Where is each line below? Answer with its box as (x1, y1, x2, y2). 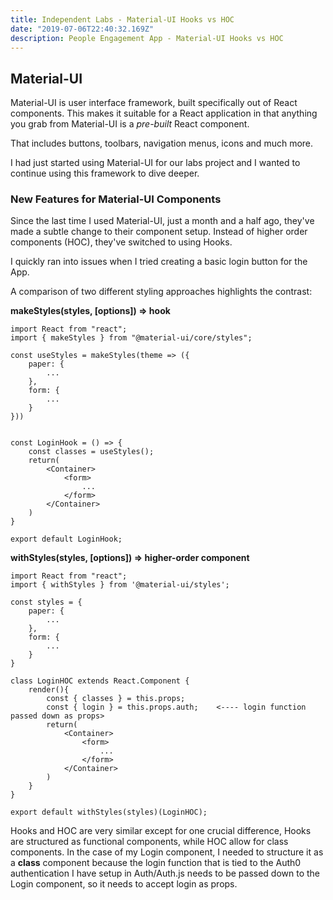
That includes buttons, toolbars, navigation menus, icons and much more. (10, 137, 314, 150)
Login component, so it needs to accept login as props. (10, 878, 238, 890)
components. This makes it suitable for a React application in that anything (10, 107, 318, 120)
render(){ (28, 685, 70, 695)
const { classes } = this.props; (46, 694, 186, 704)
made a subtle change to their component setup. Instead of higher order (10, 226, 308, 238)
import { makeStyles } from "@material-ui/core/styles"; (10, 333, 253, 343)
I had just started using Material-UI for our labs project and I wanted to (10, 157, 301, 169)
